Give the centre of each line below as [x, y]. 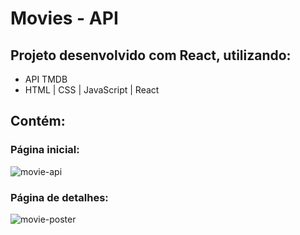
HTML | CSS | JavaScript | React [92, 90]
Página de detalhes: [59, 197]
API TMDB [46, 79]
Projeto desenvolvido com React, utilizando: [151, 55]
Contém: [38, 121]
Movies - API [64, 18]
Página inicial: [45, 150]
